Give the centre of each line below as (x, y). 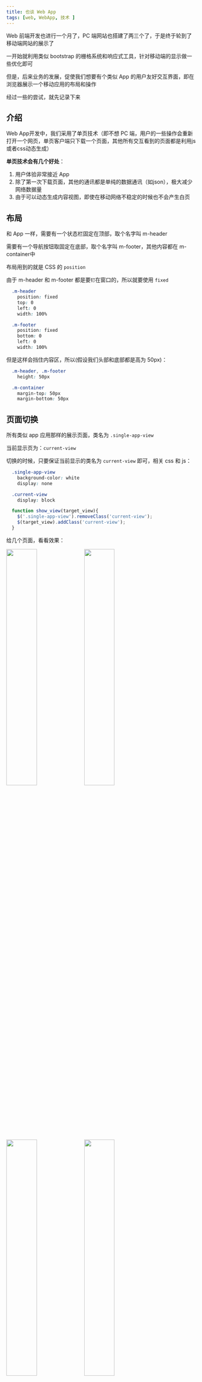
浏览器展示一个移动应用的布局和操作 (51, 84)
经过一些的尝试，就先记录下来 (43, 97)
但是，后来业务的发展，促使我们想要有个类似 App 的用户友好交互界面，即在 (100, 76)
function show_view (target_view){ (55, 511)
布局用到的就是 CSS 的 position (46, 267)
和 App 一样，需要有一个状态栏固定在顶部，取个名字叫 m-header (87, 234)
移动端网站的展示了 (30, 43)
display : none (35, 483)
